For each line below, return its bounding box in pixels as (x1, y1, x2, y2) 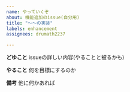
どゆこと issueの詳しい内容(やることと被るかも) (6, 54, 125, 61)
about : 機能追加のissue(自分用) (6, 14, 80, 20)
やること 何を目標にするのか (6, 67, 77, 74)
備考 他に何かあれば (6, 79, 55, 87)
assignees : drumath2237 (6, 31, 66, 37)
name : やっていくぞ (6, 8, 49, 15)
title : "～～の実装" (6, 20, 53, 26)
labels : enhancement (6, 25, 58, 32)
